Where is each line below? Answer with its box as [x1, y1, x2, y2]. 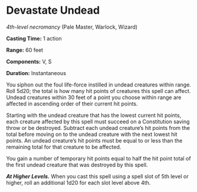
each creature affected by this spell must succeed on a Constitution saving [6, 117, 190, 125]
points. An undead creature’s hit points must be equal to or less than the [6, 137, 183, 144]
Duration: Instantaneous [6, 69, 67, 76]
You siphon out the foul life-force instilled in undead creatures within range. [6, 81, 192, 88]
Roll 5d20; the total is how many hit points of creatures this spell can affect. [6, 87, 191, 94]
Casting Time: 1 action [6, 35, 62, 42]
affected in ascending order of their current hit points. [6, 100, 138, 107]
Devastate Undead [6, 4, 100, 17]
